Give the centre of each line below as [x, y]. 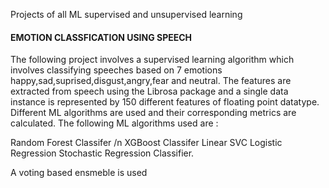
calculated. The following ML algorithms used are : [114, 123]
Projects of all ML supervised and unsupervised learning [126, 14]
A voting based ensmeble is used [79, 173]
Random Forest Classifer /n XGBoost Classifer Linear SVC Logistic [146, 143]
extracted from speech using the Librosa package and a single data [149, 91]
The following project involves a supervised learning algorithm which [152, 60]
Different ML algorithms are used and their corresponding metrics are [153, 113]
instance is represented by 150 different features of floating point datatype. [165, 102]
